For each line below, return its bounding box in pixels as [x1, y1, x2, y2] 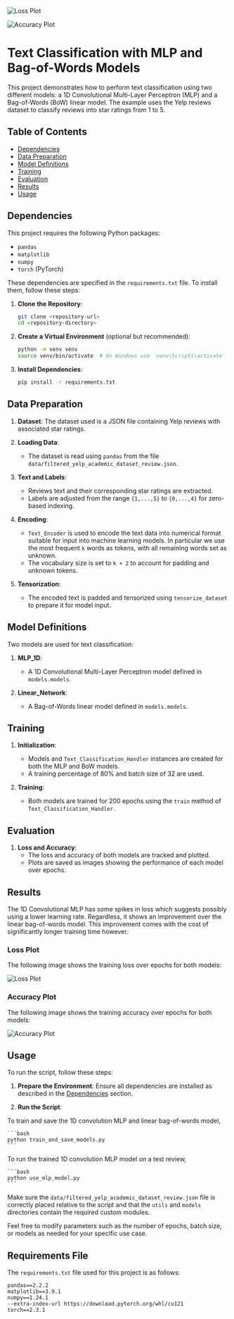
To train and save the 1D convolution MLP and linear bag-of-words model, [7, 1116, 221, 1125]
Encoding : [17, 515, 48, 524]
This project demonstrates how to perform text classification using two [7, 83, 212, 91]
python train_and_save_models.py [7, 1137, 105, 1144]
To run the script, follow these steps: [7, 1068, 114, 1077]
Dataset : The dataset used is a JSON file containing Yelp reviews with [17, 417, 221, 425]
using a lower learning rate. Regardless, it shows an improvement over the [7, 912, 222, 921]
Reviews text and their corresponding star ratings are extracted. [27, 486, 213, 495]
